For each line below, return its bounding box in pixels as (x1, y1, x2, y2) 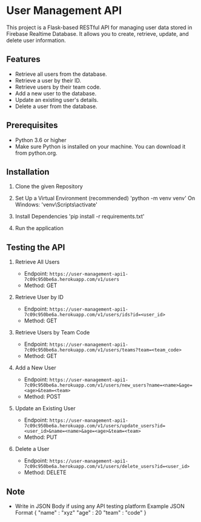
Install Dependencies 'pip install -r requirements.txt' (15, 213, 145, 220)
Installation (6, 166, 50, 177)
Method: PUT (24, 433, 58, 441)
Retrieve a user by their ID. (15, 76, 82, 84)
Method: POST (24, 393, 61, 401)
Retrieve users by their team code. (15, 83, 101, 90)
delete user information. (6, 36, 66, 44)
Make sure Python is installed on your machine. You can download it (15, 143, 186, 150)
